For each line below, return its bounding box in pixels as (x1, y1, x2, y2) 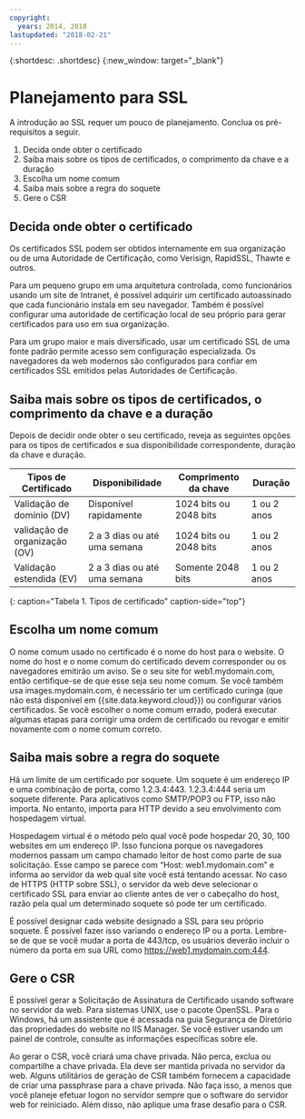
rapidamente (87, 508, 143, 521)
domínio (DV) (14, 508, 71, 521)
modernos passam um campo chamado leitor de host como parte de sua (9, 849, 282, 860)
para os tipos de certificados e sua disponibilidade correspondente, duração (9, 439, 296, 450)
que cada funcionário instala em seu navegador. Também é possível (9, 299, 264, 310)
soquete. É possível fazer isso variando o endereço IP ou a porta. (9, 924, 253, 936)
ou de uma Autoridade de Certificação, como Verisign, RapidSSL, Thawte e (9, 253, 290, 264)
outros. (9, 263, 36, 274)
